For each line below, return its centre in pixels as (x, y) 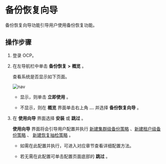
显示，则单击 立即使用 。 (45, 97)
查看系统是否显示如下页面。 (41, 76)
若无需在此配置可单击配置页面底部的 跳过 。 (65, 156)
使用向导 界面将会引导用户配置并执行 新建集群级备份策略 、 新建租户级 (84, 128)
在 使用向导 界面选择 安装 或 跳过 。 (49, 118)
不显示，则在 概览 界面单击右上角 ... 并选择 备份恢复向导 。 (80, 107)
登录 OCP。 (24, 55)
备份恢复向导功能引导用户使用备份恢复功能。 (51, 25)
